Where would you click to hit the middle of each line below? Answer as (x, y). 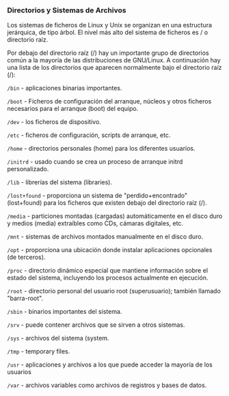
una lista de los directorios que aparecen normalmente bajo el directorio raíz (114, 68)
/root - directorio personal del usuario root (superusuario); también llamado (114, 291)
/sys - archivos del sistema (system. (58, 338)
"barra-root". (25, 298)
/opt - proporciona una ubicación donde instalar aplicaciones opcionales (110, 250)
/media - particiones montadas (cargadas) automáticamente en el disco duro (115, 216)
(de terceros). (26, 257)
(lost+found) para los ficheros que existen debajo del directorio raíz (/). (107, 203)
